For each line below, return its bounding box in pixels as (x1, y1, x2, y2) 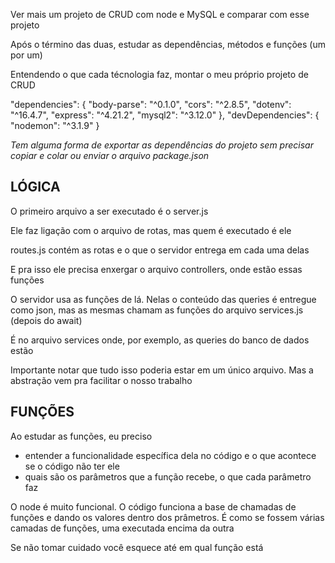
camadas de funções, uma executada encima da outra (10, 522, 235, 534)
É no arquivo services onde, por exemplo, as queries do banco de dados (10, 334, 310, 346)
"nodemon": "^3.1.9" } (10, 120, 100, 131)
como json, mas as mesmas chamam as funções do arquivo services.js (10, 304, 304, 316)
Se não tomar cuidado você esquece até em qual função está (10, 541, 264, 553)
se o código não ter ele (24, 460, 120, 472)
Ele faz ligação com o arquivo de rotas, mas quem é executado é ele (10, 224, 292, 236)
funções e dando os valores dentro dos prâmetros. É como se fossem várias (10, 511, 325, 523)
